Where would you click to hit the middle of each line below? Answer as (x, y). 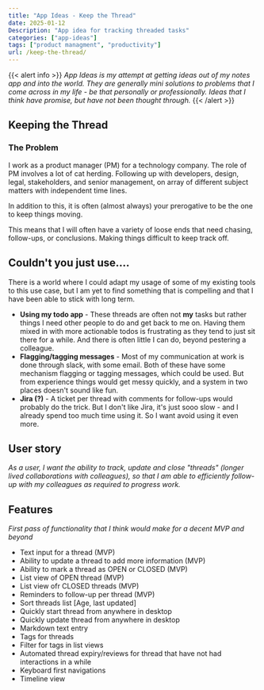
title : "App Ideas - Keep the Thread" (72, 15)
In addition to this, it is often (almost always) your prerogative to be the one (131, 205)
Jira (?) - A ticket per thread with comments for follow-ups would (126, 398)
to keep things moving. (46, 214)
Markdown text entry (54, 628)
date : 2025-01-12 (37, 23)
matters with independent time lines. (68, 190)
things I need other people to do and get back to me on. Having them (132, 323)
